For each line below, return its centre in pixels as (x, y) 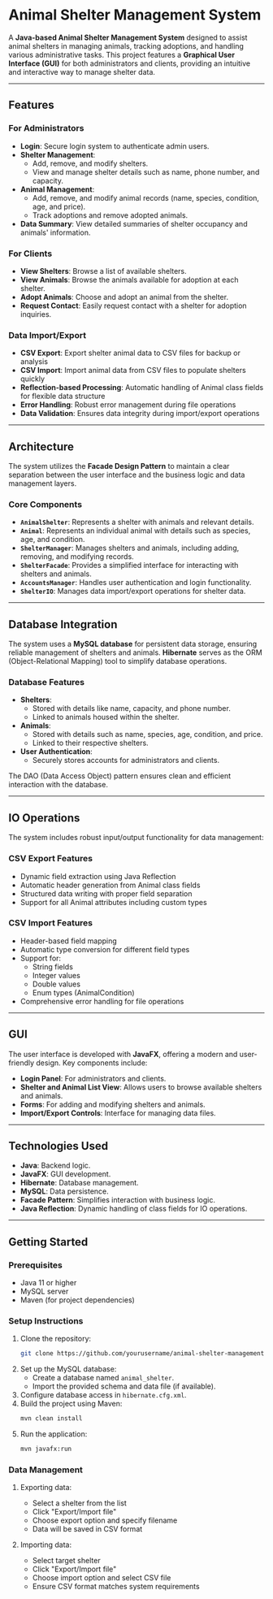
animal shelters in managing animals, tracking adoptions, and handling (126, 45)
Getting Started (48, 1242)
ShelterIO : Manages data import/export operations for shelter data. (133, 591)
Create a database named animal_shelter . (103, 1378)
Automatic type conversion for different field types (105, 949)
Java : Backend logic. (55, 1166)
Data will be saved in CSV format (87, 1529)
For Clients (30, 253)
